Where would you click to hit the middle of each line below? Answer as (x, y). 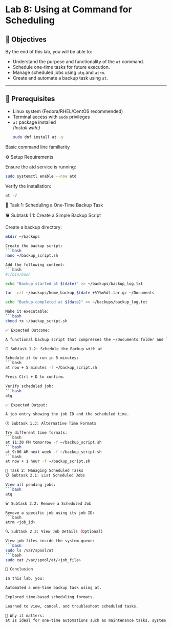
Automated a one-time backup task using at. (53, 588)
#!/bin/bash (18, 274)
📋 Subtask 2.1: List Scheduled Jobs (45, 475)
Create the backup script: (34, 246)
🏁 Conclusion (19, 569)
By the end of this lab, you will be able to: (49, 52)
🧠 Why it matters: (25, 615)
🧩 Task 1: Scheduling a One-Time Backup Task (54, 205)
